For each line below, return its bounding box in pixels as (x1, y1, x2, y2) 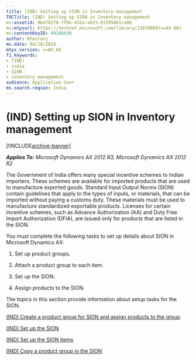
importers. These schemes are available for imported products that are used (6, 177, 190, 184)
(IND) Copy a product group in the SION (6, 347, 102, 354)
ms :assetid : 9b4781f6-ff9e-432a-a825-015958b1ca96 (6, 19, 132, 25)
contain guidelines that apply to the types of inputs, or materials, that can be (6, 190, 190, 197)
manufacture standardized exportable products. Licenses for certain (6, 202, 171, 209)
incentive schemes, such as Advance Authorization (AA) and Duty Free (6, 208, 177, 216)
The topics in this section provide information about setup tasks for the (6, 295, 177, 302)
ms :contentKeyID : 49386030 (6, 31, 72, 36)
